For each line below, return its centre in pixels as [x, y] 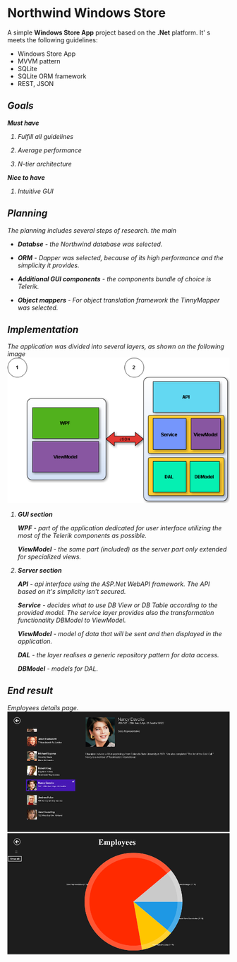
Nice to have [26, 177]
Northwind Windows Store [86, 13]
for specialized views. [49, 556]
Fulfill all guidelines [45, 136]
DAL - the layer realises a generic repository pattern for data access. [119, 654]
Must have [23, 123]
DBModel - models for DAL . [58, 669]
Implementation [43, 329]
